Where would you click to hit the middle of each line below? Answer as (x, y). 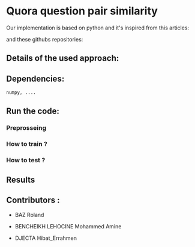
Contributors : (33, 200)
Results (21, 179)
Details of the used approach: (63, 58)
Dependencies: (35, 78)
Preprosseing (26, 128)
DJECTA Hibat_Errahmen (46, 238)
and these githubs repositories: (45, 39)
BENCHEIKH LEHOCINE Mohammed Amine (68, 226)
